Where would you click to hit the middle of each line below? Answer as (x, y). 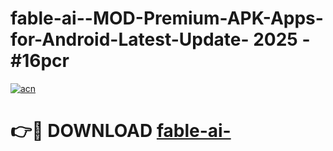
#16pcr (40, 61)
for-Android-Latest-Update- (130, 39)
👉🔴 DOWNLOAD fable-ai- (121, 131)
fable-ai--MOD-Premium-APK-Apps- (167, 18)
